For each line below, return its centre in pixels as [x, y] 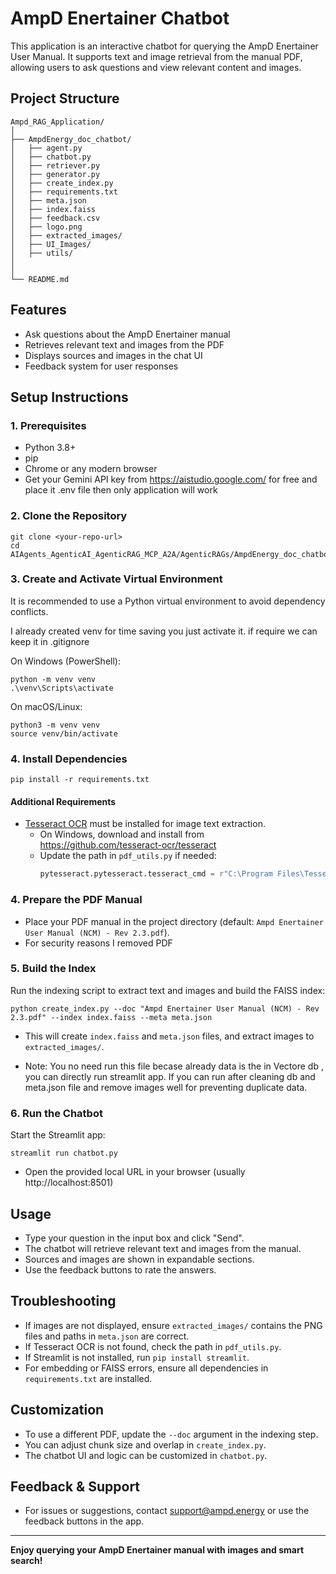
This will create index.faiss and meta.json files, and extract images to [169, 1036]
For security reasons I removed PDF [98, 943]
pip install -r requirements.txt [80, 780]
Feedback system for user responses [101, 366]
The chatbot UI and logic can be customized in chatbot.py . [146, 1455]
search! [26, 1561]
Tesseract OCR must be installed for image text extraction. [145, 824]
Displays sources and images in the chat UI [113, 355]
